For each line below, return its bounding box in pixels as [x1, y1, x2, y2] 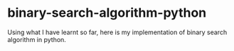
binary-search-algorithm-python [7, 5, 207, 21]
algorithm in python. [7, 35, 66, 43]
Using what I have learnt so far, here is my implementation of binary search [7, 28, 228, 36]
